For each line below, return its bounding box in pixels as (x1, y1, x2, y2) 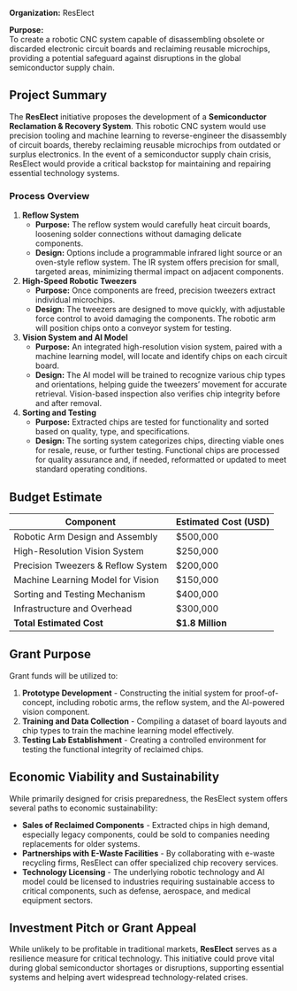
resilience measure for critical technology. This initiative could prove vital (9, 953, 275, 964)
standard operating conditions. (34, 464, 148, 474)
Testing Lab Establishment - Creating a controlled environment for (21, 734, 267, 745)
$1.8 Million (175, 617, 227, 629)
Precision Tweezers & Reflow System (13, 559, 168, 572)
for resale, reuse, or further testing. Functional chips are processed (34, 445, 280, 456)
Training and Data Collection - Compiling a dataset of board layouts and (21, 716, 287, 726)
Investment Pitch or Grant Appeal (9, 920, 197, 935)
